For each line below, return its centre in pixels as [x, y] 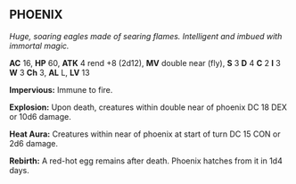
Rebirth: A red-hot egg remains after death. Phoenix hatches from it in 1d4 [146, 161]
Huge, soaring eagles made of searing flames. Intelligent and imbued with [146, 36]
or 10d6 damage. [40, 116]
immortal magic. [39, 46]
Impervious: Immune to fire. [61, 89]
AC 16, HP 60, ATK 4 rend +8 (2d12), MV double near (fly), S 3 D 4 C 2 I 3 [145, 63]
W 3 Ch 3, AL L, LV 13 [50, 72]
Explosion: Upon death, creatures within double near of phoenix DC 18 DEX [148, 107]
